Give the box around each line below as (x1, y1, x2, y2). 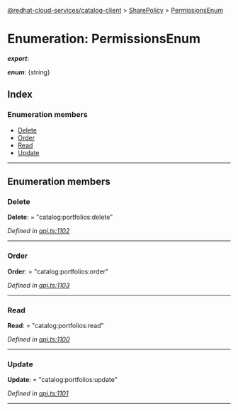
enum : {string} (7, 67, 51, 77)
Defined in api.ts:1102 (7, 227, 70, 235)
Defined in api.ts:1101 (7, 389, 69, 398)
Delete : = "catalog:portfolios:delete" (7, 213, 113, 222)
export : (7, 54, 30, 62)
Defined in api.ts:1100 (7, 334, 70, 343)
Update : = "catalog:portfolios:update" (7, 376, 118, 384)
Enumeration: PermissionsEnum (7, 31, 200, 47)
